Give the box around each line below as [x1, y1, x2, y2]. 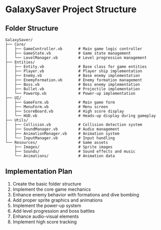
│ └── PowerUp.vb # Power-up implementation [5, 91, 136, 96]
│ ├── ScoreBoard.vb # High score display [5, 109, 124, 114]
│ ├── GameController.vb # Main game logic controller [5, 46, 143, 52]
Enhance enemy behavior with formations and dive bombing [12, 191, 139, 197]
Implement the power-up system [12, 202, 82, 209]
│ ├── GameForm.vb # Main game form [5, 100, 115, 105]
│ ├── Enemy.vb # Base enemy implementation [5, 73, 140, 78]
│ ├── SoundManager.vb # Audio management [5, 126, 120, 132]
